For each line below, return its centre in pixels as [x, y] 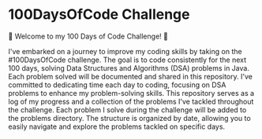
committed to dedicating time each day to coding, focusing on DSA [117, 85]
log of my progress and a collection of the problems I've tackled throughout [131, 101]
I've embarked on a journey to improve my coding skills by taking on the [125, 51]
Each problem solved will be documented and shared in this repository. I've [130, 76]
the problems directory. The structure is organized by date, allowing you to [129, 118]
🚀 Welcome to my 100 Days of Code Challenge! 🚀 [88, 36]
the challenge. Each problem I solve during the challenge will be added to [127, 110]
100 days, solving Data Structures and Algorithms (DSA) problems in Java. [129, 68]
